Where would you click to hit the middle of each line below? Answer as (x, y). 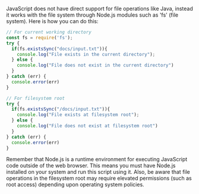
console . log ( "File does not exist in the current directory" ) (95, 65)
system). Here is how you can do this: (52, 21)
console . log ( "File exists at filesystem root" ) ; (78, 115)
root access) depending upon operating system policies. (75, 184)
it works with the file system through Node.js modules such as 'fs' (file (92, 15)
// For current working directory (49, 32)
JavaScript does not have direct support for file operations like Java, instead (99, 9)
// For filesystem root (36, 98)
